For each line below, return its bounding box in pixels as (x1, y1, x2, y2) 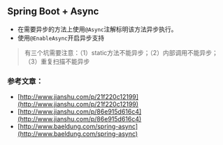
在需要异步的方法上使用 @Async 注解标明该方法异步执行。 (17, 24, 178, 33)
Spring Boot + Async (7, 6, 99, 17)
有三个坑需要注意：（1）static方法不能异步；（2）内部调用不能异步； (24, 48, 218, 56)
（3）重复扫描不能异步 (24, 57, 90, 66)
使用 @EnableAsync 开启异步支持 (17, 33, 105, 42)
